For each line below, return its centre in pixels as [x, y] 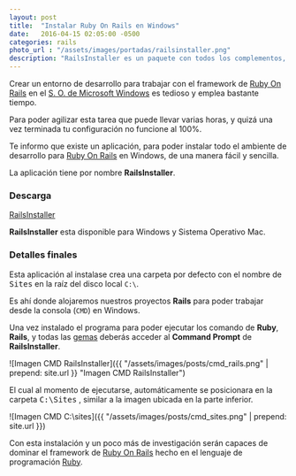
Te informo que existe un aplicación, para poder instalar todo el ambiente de [148, 146]
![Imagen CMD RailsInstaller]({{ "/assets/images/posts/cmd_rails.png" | [139, 363]
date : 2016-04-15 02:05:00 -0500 [75, 34]
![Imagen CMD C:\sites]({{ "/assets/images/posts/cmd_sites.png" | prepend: [148, 416]
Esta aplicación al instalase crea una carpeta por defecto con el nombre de [146, 274]
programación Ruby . [46, 462]
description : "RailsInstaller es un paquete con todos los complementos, [148, 58]
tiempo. [23, 102]
